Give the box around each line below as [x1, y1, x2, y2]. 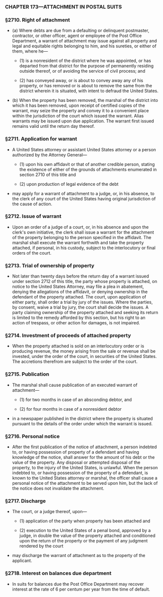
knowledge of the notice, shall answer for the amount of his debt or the [12, 455, 155, 460]
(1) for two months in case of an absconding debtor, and [19, 397, 132, 402]
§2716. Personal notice [5, 433, 60, 439]
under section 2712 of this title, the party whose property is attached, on [12, 279, 157, 284]
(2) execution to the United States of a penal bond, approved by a [19, 528, 151, 534]
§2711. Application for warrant [5, 136, 77, 142]
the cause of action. [12, 201, 53, 207]
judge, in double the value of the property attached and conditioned [19, 533, 156, 538]
